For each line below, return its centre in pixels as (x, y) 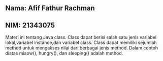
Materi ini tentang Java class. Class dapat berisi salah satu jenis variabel (81, 37)
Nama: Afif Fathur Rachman (50, 8)
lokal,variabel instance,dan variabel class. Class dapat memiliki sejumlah (81, 42)
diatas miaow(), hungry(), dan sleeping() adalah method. (64, 53)
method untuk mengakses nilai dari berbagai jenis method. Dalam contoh (82, 48)
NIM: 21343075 (30, 25)
